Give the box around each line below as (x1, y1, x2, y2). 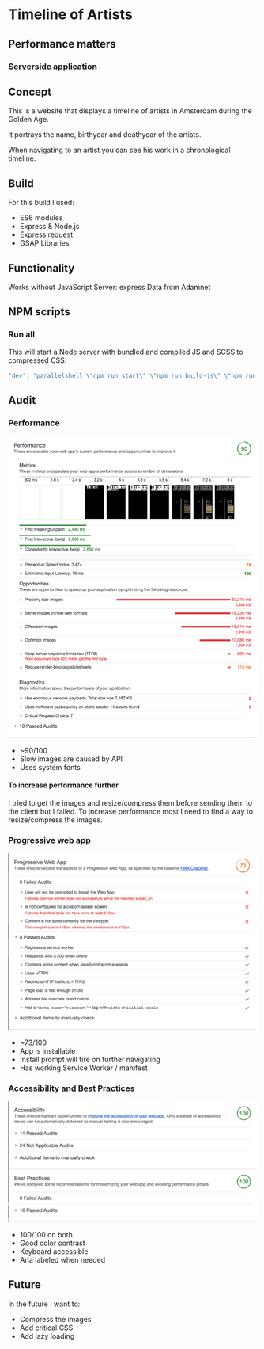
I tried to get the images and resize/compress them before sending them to (8, 798, 253, 807)
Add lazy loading (19, 1331, 75, 1340)
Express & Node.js (19, 222, 80, 231)
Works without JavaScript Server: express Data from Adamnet (8, 282, 211, 292)
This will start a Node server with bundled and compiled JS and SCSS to (8, 347, 243, 356)
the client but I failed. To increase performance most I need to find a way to (8, 806, 254, 816)
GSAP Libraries (19, 238, 70, 248)
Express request (19, 230, 74, 239)
